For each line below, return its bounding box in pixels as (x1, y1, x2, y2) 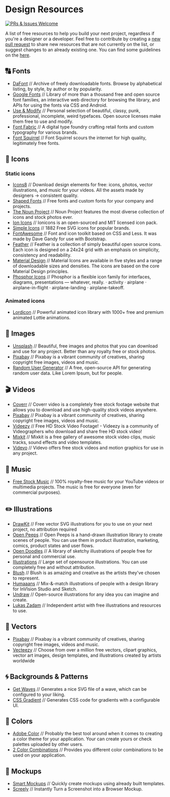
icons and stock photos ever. (12, 214, 74, 220)
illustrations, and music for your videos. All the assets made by (12, 187, 144, 193)
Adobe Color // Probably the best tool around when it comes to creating (12, 731, 163, 737)
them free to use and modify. (12, 118, 74, 124)
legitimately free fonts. (12, 140, 60, 146)
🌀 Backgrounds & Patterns (5, 673, 88, 681)
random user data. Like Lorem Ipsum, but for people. (12, 370, 123, 376)
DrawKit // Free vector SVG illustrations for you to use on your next (12, 520, 152, 527)
